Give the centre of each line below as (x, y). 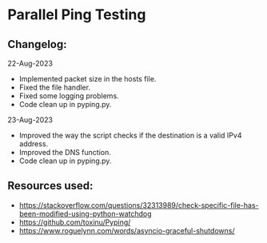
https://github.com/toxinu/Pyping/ (75, 222)
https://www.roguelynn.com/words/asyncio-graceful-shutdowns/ (127, 230)
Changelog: (37, 44)
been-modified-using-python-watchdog (86, 213)
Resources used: (50, 186)
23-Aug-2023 (30, 120)
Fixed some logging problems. (69, 96)
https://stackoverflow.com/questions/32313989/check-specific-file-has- (139, 205)
